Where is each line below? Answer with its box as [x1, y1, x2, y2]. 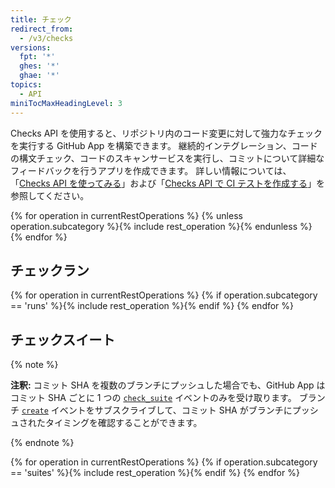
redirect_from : [10, 24, 74, 34]
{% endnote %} [10, 437, 75, 449]
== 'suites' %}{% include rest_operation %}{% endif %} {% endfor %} [10, 467, 300, 479]
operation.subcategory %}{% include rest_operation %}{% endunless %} [10, 220, 313, 232]
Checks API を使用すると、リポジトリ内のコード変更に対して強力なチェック [10, 127, 323, 139]
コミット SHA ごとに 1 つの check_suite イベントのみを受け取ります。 [10, 392, 297, 404]
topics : [10, 80, 43, 90]
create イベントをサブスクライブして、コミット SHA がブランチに [21, 404, 293, 416]
